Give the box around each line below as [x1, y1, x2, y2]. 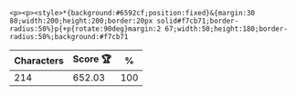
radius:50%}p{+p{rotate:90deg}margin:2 [9, 24, 162, 34]
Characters [14, 54, 64, 67]
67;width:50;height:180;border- [164, 24, 288, 34]
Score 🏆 [72, 53, 112, 65]
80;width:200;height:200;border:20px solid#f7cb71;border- [9, 16, 239, 25]
